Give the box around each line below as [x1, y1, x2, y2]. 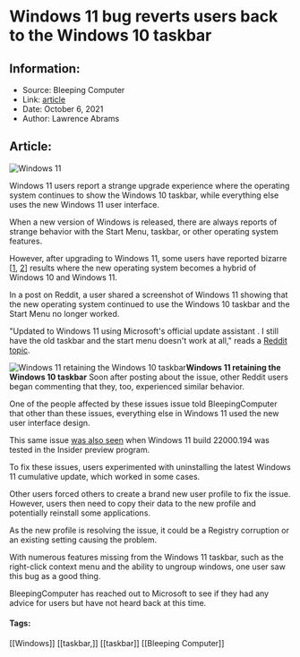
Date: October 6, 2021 [21, 104, 104, 114]
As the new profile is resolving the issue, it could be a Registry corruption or [9, 525, 289, 535]
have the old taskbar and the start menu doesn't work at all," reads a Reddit [9, 335, 288, 346]
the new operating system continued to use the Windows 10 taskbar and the [9, 298, 290, 310]
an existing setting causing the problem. [9, 534, 158, 545]
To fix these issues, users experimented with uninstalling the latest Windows [9, 461, 291, 472]
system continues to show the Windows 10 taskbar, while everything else [9, 190, 279, 201]
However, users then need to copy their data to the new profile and [9, 498, 257, 508]
